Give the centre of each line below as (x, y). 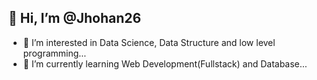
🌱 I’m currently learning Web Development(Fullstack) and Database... (165, 63)
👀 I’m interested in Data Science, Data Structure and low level (149, 42)
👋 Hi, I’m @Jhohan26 (75, 18)
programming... (54, 53)
